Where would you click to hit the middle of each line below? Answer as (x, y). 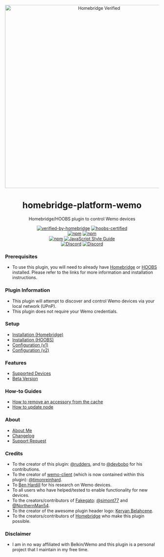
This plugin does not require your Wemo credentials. (65, 311)
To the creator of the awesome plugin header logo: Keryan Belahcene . (83, 511)
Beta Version (25, 379)
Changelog (23, 435)
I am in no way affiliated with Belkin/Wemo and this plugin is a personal (83, 544)
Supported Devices (31, 373)
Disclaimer (18, 534)
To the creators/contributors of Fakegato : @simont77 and (70, 500)
